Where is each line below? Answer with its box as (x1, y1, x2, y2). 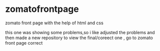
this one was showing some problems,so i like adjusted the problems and (5, 29, 155, 35)
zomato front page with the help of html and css (5, 20, 103, 26)
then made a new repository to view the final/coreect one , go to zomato (5, 35, 153, 41)
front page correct (5, 40, 43, 46)
